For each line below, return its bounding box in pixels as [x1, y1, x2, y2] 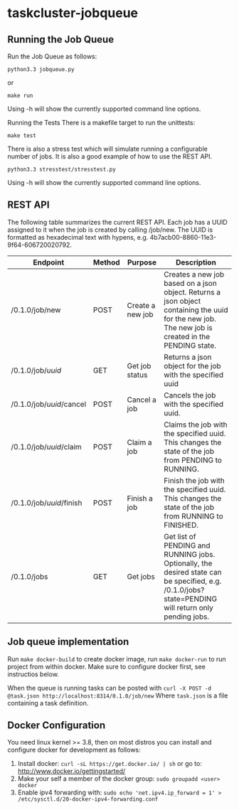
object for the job [163, 361, 222, 371]
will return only [163, 602, 213, 612]
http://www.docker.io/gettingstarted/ [17, 767, 126, 776]
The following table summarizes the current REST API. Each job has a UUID [7, 218, 228, 226]
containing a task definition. [7, 698, 89, 707]
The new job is [163, 322, 213, 332]
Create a [127, 300, 156, 310]
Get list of [163, 531, 196, 541]
